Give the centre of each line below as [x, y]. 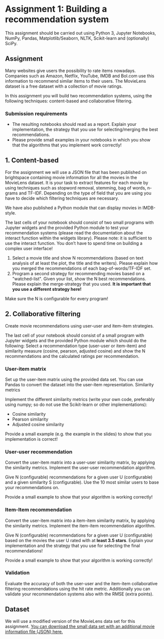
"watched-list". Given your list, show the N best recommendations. [79, 279]
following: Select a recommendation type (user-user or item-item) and [76, 346]
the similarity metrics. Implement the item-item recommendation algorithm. [80, 525]
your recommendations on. [32, 488]
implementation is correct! [31, 439]
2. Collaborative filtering [43, 314]
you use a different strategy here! [47, 289]
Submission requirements [36, 114]
